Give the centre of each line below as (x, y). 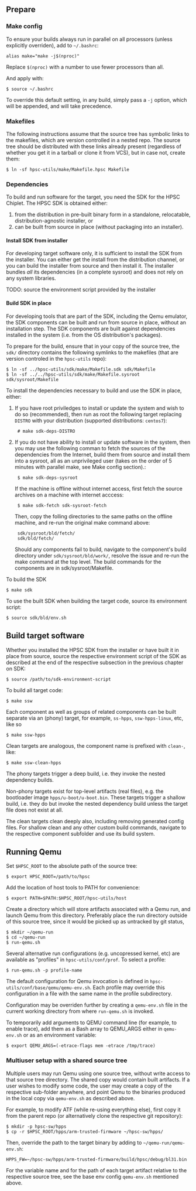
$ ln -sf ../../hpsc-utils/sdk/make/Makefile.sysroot (73, 374)
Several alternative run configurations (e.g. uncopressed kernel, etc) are (93, 953)
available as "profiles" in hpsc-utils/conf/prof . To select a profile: (86, 960)
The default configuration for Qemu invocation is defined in (78, 981)
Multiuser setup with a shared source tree (67, 1060)
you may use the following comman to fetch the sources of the (90, 448)
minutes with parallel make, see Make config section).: (80, 467)
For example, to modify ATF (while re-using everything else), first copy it (93, 1110)
